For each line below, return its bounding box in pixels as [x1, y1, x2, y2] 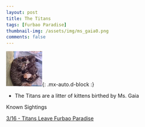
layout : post [6, 9, 38, 15]
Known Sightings [6, 104, 47, 111]
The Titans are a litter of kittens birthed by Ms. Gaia [14, 92, 139, 99]
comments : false [6, 34, 46, 40]
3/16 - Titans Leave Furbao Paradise [6, 115, 94, 122]
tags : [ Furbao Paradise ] [6, 22, 67, 28]
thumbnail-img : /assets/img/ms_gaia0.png [6, 28, 109, 34]
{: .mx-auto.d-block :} [42, 81, 95, 88]
